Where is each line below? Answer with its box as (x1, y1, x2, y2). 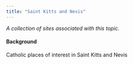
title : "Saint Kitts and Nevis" (6, 8, 86, 15)
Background (6, 38, 37, 45)
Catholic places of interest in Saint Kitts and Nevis (6, 51, 128, 58)
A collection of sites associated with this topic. (6, 25, 120, 32)
